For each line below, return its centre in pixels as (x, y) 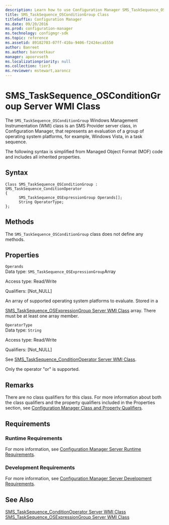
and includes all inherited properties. (43, 157)
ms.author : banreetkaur (30, 52)
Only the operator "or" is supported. (43, 369)
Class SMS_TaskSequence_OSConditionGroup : (52, 184)
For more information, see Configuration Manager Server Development (78, 479)
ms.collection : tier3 (28, 66)
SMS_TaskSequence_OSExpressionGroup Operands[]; (70, 198)
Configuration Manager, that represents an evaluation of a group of (75, 131)
